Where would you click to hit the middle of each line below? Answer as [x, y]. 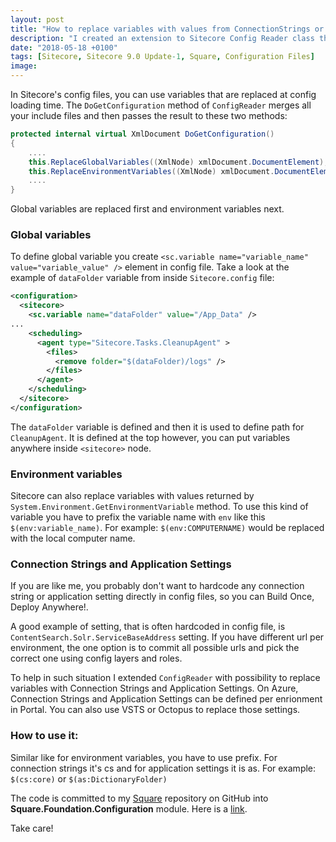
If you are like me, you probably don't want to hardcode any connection [157, 586]
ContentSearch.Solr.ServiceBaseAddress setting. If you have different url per [167, 637]
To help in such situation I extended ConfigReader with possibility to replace [165, 678]
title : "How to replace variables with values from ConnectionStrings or [167, 29]
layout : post [37, 19]
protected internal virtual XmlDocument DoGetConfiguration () [142, 134]
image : [24, 66]
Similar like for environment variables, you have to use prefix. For [144, 757]
